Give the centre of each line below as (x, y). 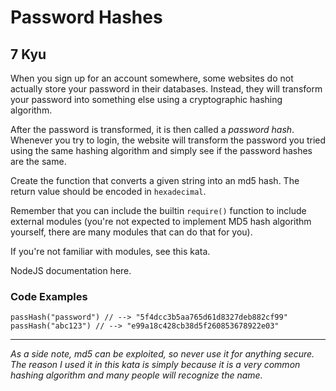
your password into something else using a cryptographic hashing (146, 99)
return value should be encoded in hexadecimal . (108, 191)
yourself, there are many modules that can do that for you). (131, 232)
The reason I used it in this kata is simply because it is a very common (155, 365)
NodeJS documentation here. (71, 270)
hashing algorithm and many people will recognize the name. (136, 375)
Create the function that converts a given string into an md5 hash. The (155, 180)
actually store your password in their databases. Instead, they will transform (166, 89)
